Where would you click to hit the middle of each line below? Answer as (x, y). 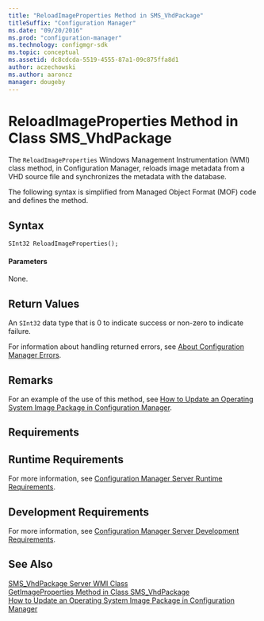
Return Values (44, 303)
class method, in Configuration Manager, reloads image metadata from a (127, 168)
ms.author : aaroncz (40, 75)
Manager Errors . (35, 355)
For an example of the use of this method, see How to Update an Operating (131, 399)
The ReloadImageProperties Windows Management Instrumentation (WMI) (129, 160)
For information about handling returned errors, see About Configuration (126, 347)
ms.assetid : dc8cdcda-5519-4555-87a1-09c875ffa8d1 (94, 60)
